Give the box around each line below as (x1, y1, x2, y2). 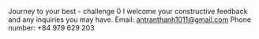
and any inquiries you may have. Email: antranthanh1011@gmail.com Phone (8, 15, 251, 24)
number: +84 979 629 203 (8, 23, 95, 32)
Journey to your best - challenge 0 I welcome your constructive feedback (8, 7, 248, 16)
